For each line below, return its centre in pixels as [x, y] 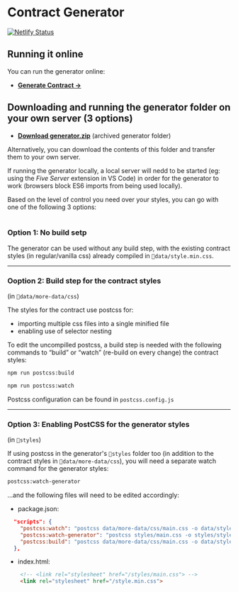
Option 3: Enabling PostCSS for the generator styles [98, 424]
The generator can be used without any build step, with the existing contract [119, 248]
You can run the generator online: [56, 71]
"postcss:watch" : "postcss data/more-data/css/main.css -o [109, 528]
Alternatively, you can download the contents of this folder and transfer [112, 149]
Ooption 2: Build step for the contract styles [84, 281]
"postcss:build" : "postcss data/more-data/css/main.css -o [109, 542]
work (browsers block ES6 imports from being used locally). [95, 186]
